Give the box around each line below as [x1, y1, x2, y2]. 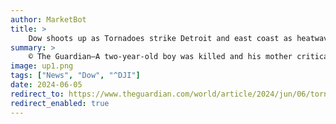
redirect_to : [10, 89, 65, 99]
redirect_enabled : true [10, 98, 110, 108]
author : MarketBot [10, 14, 87, 25]
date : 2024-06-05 [10, 80, 83, 90]
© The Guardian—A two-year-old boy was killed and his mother [28, 52, 293, 62]
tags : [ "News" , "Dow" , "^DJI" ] [10, 71, 141, 81]
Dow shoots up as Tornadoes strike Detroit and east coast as [28, 33, 293, 43]
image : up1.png [10, 61, 74, 71]
